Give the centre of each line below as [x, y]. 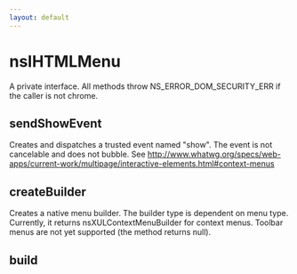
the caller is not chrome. [54, 95]
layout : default [39, 17]
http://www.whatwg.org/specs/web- [214, 154]
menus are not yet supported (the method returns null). [110, 232]
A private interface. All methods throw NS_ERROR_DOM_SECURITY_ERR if [145, 86]
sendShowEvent [56, 123]
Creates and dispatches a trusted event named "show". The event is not [141, 145]
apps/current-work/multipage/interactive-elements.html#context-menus [142, 164]
